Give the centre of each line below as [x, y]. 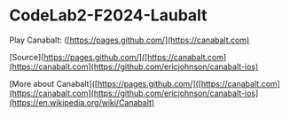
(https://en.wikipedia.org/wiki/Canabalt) [82, 102]
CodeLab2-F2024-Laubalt [108, 16]
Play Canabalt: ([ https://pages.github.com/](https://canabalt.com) [129, 40]
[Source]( [27, 57]
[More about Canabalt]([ [54, 83]
